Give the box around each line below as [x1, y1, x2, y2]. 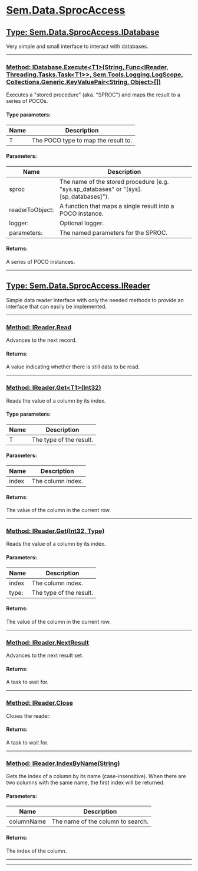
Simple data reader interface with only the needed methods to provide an [6, 296, 184, 303]
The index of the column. [6, 847, 67, 854]
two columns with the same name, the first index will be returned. [6, 779, 165, 786]
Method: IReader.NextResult [6, 638, 90, 646]
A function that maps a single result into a [60, 202, 174, 210]
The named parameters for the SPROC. [60, 228, 168, 237]
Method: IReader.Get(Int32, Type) [6, 527, 105, 535]
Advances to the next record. [6, 336, 77, 344]
